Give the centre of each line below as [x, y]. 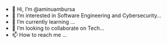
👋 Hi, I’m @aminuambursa [43, 9]
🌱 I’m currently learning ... [43, 22]
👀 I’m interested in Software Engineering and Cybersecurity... [86, 15]
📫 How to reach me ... [39, 35]
